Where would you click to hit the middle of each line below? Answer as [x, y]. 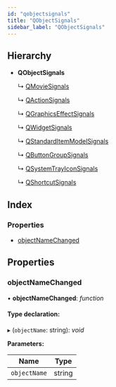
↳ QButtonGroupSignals [53, 155]
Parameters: [26, 343]
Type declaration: [34, 314]
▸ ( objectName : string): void [46, 330]
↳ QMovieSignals [43, 86]
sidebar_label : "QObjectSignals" [56, 27]
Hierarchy [30, 56]
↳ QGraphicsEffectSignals [56, 114]
